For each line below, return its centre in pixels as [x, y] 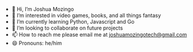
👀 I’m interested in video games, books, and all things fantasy [86, 15]
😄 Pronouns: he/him [37, 43]
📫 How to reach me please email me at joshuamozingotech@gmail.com [99, 35]
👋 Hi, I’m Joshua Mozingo [43, 9]
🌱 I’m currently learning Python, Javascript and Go [73, 22]
